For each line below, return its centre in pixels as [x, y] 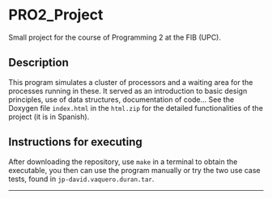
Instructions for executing [76, 142]
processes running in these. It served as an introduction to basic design [128, 91]
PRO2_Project [56, 15]
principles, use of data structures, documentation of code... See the [121, 99]
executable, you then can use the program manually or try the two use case [134, 170]
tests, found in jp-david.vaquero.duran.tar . [81, 179]
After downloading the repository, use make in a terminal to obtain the [123, 161]
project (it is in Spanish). [49, 116]
